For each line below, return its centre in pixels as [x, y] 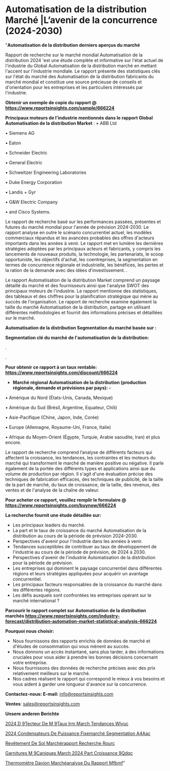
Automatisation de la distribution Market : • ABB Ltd [61, 123]
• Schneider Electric [26, 152]
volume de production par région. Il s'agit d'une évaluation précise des [79, 474]
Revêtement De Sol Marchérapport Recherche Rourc [60, 743]
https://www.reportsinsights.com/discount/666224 [62, 373]
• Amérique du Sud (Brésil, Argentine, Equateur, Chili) [61, 407]
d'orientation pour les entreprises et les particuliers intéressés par [74, 87]
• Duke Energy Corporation [34, 182]
